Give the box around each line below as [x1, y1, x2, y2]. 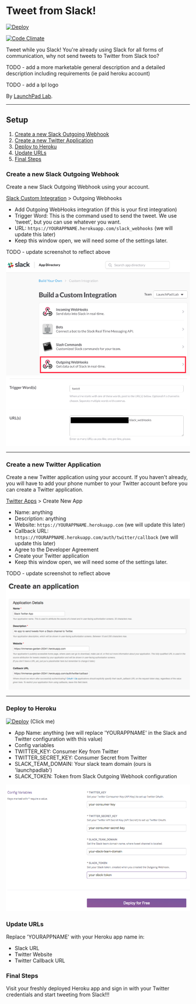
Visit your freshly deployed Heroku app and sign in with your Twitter [6, 985, 170, 992]
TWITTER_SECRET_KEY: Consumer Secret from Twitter [14, 754, 148, 761]
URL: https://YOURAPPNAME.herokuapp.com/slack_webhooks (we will [14, 225, 173, 232]
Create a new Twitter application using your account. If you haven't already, [6, 474, 188, 481]
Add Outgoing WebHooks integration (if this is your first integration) [14, 206, 177, 213]
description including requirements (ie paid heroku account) [6, 70, 150, 77]
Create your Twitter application [14, 552, 89, 559]
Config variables [14, 741, 54, 748]
